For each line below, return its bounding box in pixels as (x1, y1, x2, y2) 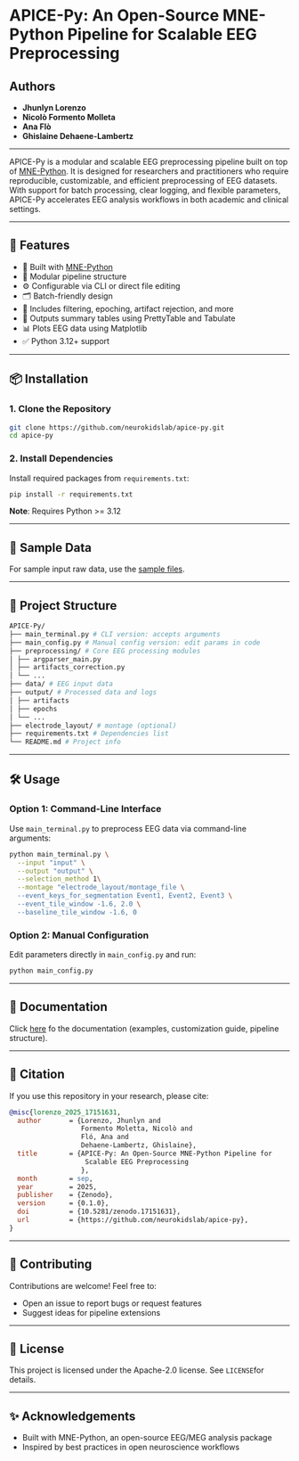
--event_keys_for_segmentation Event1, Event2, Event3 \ (17, 891, 233, 900)
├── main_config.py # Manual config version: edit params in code (9, 638, 261, 647)
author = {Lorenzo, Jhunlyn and (17, 1116, 162, 1125)
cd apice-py (9, 431, 53, 440)
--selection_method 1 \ (17, 874, 101, 883)
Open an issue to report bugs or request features (21, 1298, 202, 1309)
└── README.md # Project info (9, 737, 122, 747)
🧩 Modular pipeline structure (21, 271, 127, 282)
